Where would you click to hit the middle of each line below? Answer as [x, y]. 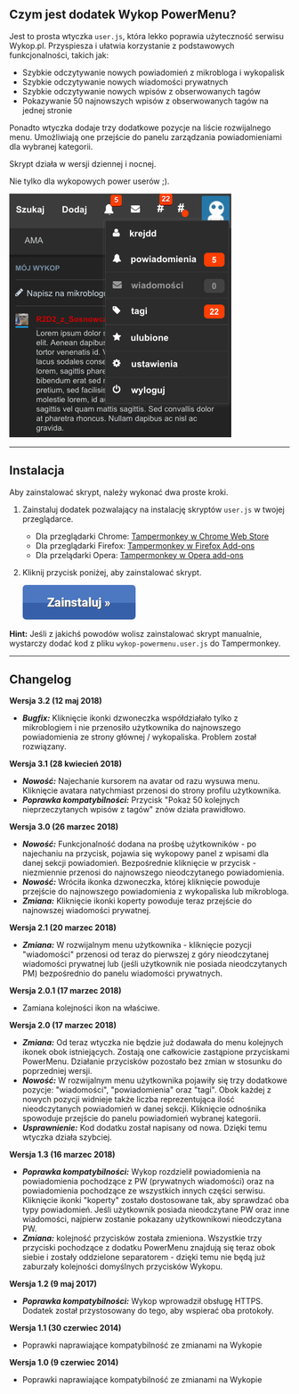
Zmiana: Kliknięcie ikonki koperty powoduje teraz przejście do [137, 901]
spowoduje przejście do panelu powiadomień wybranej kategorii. [141, 1118]
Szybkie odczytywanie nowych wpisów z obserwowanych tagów [141, 91]
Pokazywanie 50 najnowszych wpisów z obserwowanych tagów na [145, 101]
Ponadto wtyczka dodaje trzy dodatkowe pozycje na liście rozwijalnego [140, 128]
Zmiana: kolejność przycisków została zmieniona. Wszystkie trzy [142, 1238]
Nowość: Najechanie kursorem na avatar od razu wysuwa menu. [141, 781]
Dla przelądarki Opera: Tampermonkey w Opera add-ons [139, 555]
